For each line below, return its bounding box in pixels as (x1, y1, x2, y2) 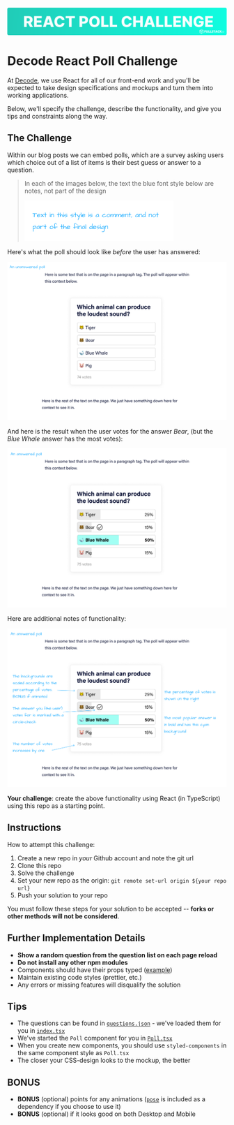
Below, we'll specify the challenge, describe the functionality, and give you (7, 104, 221, 112)
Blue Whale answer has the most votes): (7, 434, 123, 443)
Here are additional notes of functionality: (7, 615, 127, 623)
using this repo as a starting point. (7, 801, 105, 810)
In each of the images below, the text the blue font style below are (24, 179, 214, 187)
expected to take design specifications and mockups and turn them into (7, 83, 214, 91)
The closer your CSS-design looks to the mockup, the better (17, 1056, 191, 1065)
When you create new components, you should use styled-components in (17, 1041, 227, 1050)
